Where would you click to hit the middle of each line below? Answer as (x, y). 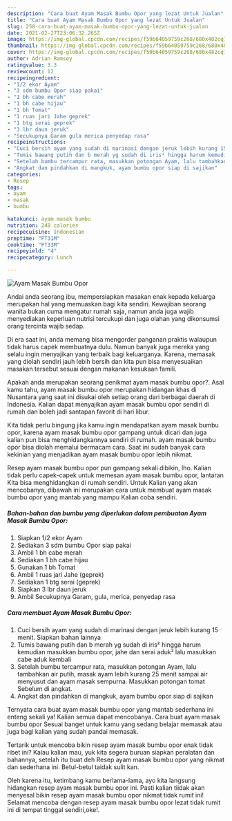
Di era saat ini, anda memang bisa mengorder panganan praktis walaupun (112, 339)
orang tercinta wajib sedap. (46, 326)
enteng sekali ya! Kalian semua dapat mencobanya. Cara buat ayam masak (114, 717)
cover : (17, 53)
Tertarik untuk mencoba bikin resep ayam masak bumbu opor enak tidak (110, 745)
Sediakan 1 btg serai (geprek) (59, 582)
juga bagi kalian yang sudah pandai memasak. (73, 731)
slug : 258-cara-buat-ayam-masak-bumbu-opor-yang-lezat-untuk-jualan (108, 26)
